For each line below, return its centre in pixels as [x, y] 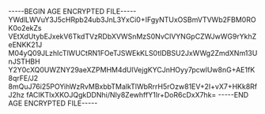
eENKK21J [25, 45]
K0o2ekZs [25, 28]
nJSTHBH [25, 61]
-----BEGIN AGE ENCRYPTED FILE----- [72, 11]
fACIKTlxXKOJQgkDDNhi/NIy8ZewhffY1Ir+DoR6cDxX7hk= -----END [138, 95]
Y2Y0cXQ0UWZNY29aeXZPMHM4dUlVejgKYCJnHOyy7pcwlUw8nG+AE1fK [132, 70]
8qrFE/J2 [23, 78]
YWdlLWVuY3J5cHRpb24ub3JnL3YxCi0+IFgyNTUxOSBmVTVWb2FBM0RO [132, 20]
